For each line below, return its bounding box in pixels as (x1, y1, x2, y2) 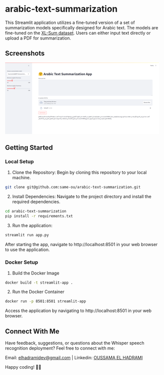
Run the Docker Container (12, 289, 64, 295)
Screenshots (5, 49, 45, 58)
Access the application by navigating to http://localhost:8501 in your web (5, 308, 152, 313)
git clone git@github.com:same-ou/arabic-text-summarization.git (5, 185, 141, 189)
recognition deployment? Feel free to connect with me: (5, 345, 115, 351)
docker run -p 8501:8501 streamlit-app (5, 299, 86, 304)
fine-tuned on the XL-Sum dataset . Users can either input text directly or (5, 30, 151, 36)
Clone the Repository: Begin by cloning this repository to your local (12, 169, 147, 175)
